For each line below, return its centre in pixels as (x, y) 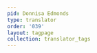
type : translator (32, 20)
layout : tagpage (30, 33)
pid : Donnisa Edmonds (38, 13)
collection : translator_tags (49, 39)
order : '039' (26, 26)
